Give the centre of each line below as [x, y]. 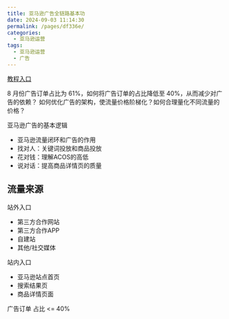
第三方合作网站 [38, 221]
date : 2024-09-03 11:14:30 [46, 20]
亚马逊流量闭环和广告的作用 [56, 140]
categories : [24, 33]
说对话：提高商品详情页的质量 [59, 165]
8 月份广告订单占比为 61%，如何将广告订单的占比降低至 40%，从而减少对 [112, 93]
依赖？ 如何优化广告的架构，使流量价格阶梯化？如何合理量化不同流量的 [119, 102]
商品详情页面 [35, 294]
